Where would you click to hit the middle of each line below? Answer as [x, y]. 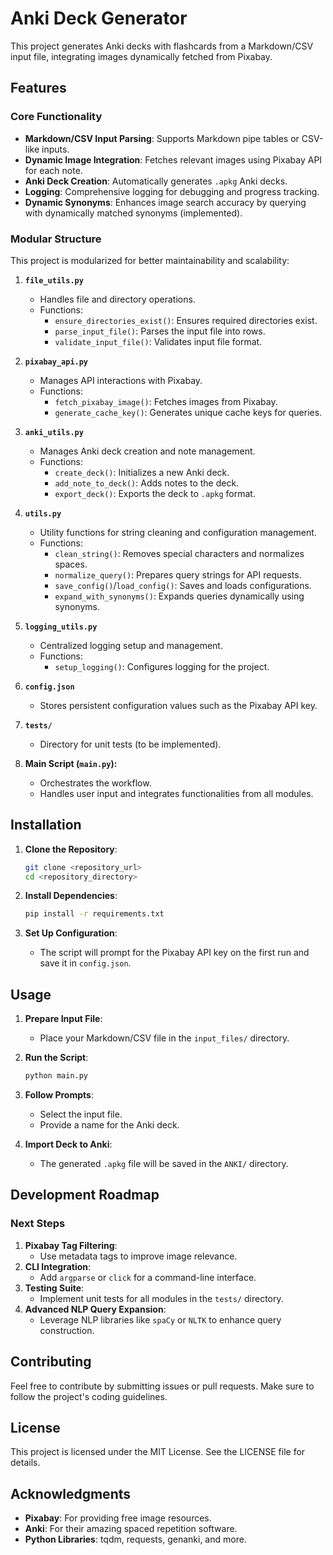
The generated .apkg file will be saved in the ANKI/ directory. [164, 1164]
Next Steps [38, 1224]
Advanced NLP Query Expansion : [95, 1309]
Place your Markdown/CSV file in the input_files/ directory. [164, 1038]
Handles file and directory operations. [117, 299]
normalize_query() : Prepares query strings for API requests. [178, 574]
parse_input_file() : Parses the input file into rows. [160, 331]
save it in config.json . [85, 963]
